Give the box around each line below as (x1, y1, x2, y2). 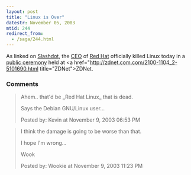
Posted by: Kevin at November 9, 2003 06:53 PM (20, 116, 141, 123)
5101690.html (6, 65, 38, 72)
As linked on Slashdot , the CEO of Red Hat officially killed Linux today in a (6, 53, 185, 59)
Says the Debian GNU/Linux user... (20, 105, 105, 112)
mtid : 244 (6, 25, 31, 31)
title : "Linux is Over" (6, 14, 65, 20)
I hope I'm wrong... (20, 139, 67, 147)
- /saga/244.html (11, 36, 54, 42)
